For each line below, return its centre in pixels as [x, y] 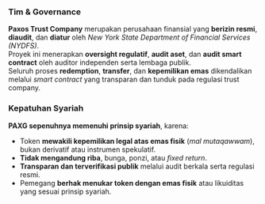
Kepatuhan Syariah [46, 108]
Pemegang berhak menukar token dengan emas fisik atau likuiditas [132, 183]
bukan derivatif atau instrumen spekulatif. [88, 149]
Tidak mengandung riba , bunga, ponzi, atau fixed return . [113, 157]
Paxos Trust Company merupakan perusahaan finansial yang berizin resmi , [133, 29]
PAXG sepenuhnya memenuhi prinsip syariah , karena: [98, 126]
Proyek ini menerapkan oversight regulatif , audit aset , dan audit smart [125, 55]
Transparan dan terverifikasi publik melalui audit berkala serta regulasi [137, 166]
